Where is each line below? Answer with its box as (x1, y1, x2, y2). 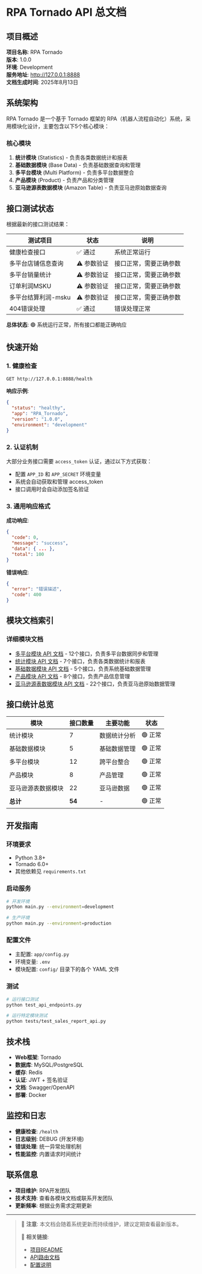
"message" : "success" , (11, 540, 69, 546)
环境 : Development (6, 64, 53, 70)
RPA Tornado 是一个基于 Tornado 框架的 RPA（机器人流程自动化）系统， (6, 115, 186, 122)
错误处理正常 (114, 304, 151, 313)
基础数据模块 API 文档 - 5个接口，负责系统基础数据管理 (14, 665, 151, 672)
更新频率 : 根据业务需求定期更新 (14, 1202, 92, 1209)
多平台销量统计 (9, 270, 52, 279)
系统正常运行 (114, 248, 151, 256)
